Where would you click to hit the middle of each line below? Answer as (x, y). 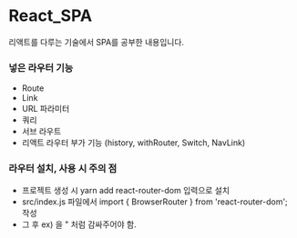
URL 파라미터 (46, 109)
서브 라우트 (41, 132)
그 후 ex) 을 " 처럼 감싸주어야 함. (79, 224)
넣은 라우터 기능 (41, 67)
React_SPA (51, 16)
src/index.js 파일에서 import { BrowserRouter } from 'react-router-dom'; (154, 202)
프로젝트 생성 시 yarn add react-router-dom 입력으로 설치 (125, 190)
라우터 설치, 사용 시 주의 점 (63, 169)
